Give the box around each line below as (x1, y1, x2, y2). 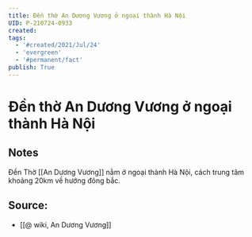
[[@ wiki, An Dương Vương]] (19, 220, 112, 229)
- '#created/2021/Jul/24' (15, 41, 101, 49)
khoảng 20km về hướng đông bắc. (8, 176, 121, 185)
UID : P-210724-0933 (8, 19, 73, 27)
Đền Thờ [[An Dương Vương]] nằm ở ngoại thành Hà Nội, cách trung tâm (8, 167, 244, 177)
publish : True (8, 64, 55, 72)
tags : (8, 33, 26, 42)
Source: (8, 199, 48, 212)
